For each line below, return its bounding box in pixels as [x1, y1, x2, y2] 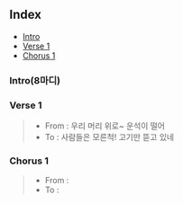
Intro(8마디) [9, 74, 61, 86]
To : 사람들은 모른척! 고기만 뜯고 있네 [44, 132, 174, 143]
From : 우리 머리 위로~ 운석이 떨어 [44, 120, 165, 131]
